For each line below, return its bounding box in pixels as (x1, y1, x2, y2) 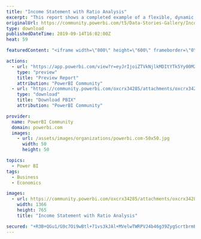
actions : (6, 58, 28, 64)
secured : (6, 223, 28, 229)
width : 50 (22, 141, 47, 147)
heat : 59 (6, 36, 28, 42)
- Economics (11, 180, 42, 186)
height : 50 (22, 147, 50, 153)
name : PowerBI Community (11, 119, 74, 125)
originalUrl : (6, 20, 39, 26)
